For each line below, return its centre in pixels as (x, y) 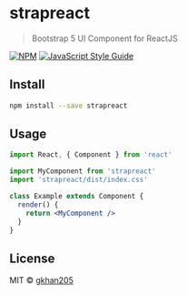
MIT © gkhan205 (42, 280)
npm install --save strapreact (69, 106)
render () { (38, 204)
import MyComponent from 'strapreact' (83, 171)
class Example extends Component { (77, 197)
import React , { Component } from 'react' (91, 155)
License (32, 258)
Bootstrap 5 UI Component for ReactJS (105, 38)
